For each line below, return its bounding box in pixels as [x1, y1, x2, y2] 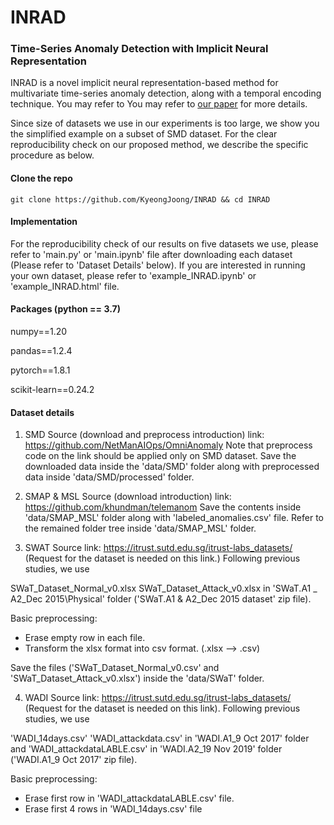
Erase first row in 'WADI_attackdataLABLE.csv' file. [24, 792, 235, 805]
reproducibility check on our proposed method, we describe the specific [10, 139, 309, 151]
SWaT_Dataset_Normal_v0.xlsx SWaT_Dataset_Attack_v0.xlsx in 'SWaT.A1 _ [10, 582, 318, 595]
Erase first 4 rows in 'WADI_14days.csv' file [24, 803, 203, 815]
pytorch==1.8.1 [10, 364, 71, 376]
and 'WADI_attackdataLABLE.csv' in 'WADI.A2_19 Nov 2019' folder [10, 743, 283, 755]
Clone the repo [10, 172, 73, 185]
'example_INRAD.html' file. [10, 280, 120, 292]
